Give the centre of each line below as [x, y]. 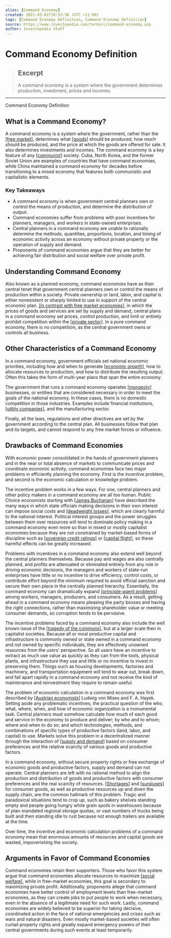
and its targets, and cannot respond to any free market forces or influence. [83, 429]
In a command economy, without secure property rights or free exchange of [85, 762]
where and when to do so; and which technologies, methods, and [74, 725]
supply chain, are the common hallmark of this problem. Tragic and [76, 794]
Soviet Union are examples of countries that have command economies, [81, 161]
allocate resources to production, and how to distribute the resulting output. [84, 372]
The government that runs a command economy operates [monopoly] [78, 387]
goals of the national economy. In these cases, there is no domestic [76, 398]
